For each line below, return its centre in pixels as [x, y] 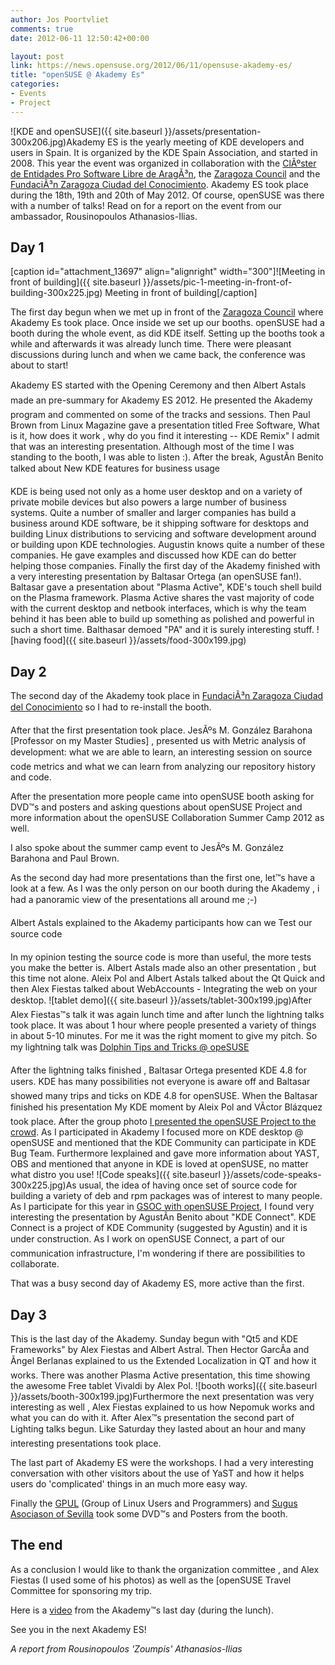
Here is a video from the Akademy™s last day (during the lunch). [142, 1610]
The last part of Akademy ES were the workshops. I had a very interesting [162, 1463]
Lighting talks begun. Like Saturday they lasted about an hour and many [158, 1429]
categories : [35, 84]
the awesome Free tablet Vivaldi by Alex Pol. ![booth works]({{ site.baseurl [164, 1386]
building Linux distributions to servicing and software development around [163, 534]
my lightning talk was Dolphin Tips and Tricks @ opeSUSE [130, 1047]
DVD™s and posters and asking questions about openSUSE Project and [156, 807]
